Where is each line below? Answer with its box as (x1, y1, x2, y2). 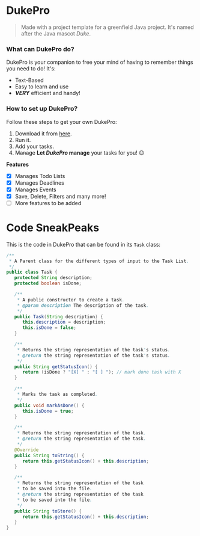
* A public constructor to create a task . (17, 297, 125, 303)
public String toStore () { (14, 508, 82, 514)
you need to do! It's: (6, 65, 56, 72)
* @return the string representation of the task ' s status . (17, 353, 171, 359)
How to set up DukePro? (6, 105, 78, 113)
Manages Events (14, 186, 56, 193)
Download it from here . (14, 130, 72, 137)
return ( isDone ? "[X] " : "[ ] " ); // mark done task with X (22, 369, 181, 375)
